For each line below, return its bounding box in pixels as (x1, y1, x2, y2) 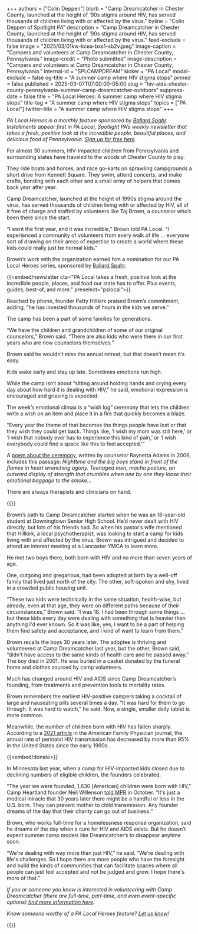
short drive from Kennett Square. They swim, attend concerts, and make (6, 171, 182, 178)
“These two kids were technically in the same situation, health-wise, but (6, 596, 181, 603)
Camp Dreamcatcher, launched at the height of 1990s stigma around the (6, 195, 182, 202)
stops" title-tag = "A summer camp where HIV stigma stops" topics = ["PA (6, 99, 186, 106)
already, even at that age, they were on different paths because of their (6, 602, 179, 609)
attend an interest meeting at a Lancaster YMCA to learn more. (6, 543, 159, 549)
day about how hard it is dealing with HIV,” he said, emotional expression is (6, 386, 189, 393)
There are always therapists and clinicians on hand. (6, 489, 132, 495)
